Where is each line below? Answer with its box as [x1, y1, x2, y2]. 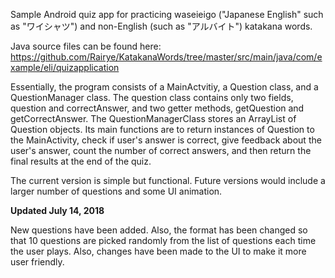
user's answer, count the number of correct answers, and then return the [10, 145, 312, 156]
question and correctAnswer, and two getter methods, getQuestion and [10, 102, 305, 114]
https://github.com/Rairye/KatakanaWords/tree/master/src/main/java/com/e [10, 51, 323, 63]
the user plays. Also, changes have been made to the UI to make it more [10, 245, 307, 257]
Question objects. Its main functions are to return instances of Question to [10, 124, 315, 135]
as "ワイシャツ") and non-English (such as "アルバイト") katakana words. [10, 20, 313, 32]
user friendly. [10, 256, 65, 268]
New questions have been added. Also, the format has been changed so [10, 224, 308, 236]
